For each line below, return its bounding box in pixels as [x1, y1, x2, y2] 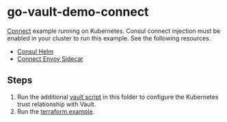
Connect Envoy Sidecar [16, 54, 84, 62]
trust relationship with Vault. [16, 100, 96, 108]
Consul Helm [16, 47, 53, 56]
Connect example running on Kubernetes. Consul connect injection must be [7, 27, 221, 35]
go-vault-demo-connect [7, 4, 149, 20]
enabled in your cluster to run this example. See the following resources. [7, 34, 211, 42]
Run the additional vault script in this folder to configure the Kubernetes [16, 93, 219, 101]
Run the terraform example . [16, 107, 95, 115]
